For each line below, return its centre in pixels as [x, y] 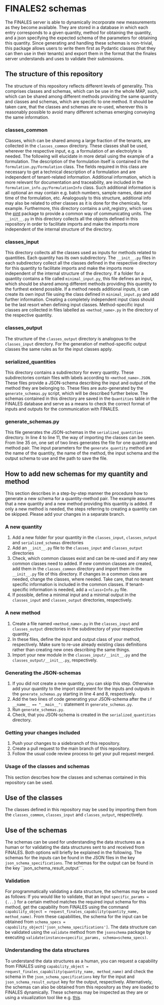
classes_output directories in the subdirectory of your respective [78, 629]
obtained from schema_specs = [35, 922]
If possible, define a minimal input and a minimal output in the [74, 595]
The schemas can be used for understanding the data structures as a [75, 842]
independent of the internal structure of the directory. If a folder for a [74, 273]
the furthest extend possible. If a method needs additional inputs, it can [77, 289]
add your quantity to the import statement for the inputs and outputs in [83, 688]
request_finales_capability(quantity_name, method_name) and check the [79, 971]
